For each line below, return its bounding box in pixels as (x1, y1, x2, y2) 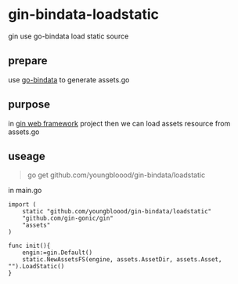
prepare (8, 54, 48, 67)
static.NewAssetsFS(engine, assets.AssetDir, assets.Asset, (22, 256, 222, 264)
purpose (8, 98, 51, 111)
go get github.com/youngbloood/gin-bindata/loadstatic (27, 170, 206, 180)
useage (8, 149, 45, 162)
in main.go (8, 186, 42, 195)
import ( (8, 201, 37, 209)
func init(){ (8, 242, 51, 250)
